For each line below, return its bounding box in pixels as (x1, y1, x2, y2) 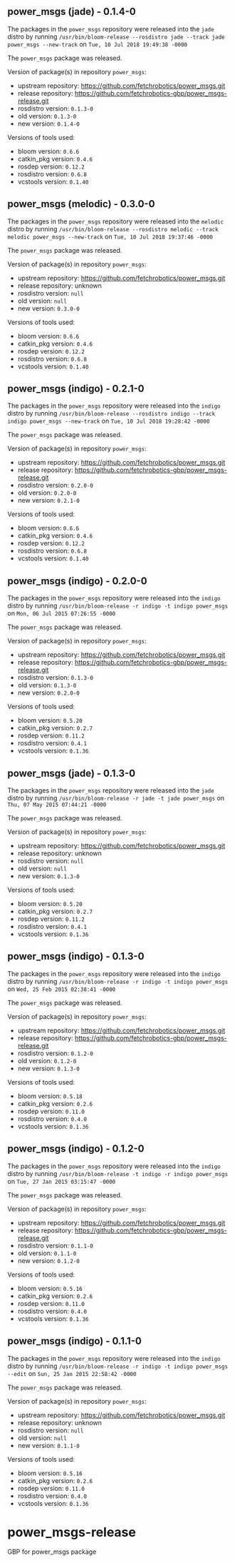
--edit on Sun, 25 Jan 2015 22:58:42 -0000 (7, 1369, 137, 1377)
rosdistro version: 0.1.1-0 (17, 1241, 94, 1250)
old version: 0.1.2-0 (17, 1056, 77, 1065)
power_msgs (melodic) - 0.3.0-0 (7, 198, 155, 210)
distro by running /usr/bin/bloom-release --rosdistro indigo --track (7, 409, 216, 418)
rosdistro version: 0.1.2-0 (17, 1049, 94, 1057)
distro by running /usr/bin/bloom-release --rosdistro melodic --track (7, 224, 219, 233)
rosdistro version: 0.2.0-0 (17, 481, 94, 490)
